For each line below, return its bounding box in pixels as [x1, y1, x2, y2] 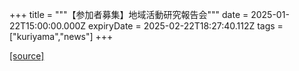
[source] [9, 50, 45, 62]
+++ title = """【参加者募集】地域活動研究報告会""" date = [9, 9, 249, 20]
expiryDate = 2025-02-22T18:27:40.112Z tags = [88, 20, 284, 32]
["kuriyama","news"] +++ [9, 31, 114, 42]
